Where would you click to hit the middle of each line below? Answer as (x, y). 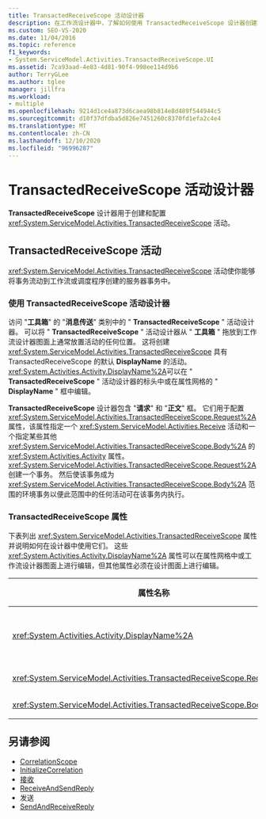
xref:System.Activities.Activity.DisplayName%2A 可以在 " (101, 371)
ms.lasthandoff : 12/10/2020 (55, 141)
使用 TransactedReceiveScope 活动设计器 (89, 303)
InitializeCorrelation (51, 770)
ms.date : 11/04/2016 (42, 38)
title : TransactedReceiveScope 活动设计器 (76, 15)
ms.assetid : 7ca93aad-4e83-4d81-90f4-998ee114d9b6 (93, 67)
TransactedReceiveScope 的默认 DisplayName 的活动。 (100, 362)
